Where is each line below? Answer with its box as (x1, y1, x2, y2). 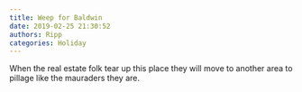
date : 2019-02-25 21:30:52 (9, 22, 111, 31)
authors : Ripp (9, 30, 63, 39)
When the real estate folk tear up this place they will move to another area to (9, 63, 293, 74)
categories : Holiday (9, 38, 87, 48)
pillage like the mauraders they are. (9, 73, 141, 84)
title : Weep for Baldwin (9, 13, 103, 23)
